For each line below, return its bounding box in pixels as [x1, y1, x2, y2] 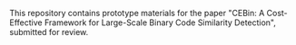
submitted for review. [9, 27, 89, 37]
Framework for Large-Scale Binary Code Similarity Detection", [44, 17, 277, 28]
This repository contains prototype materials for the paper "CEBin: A [9, 8, 265, 18]
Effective [9, 17, 43, 28]
